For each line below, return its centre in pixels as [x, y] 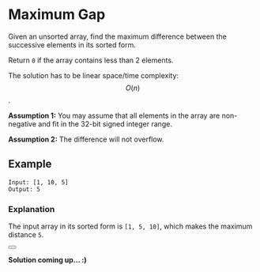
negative [23, 123]
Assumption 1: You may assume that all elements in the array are [114, 115]
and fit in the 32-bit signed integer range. [105, 123]
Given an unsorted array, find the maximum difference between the [117, 36]
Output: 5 [24, 189]
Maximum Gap [57, 15]
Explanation [32, 209]
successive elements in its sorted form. [72, 44]
